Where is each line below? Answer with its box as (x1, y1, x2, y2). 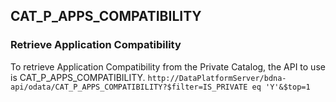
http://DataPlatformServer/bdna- (147, 73, 287, 83)
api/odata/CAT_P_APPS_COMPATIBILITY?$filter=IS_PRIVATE (10, 82, 248, 92)
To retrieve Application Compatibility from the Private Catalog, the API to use (10, 60, 326, 73)
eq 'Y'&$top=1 (251, 82, 311, 92)
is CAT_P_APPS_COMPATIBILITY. (10, 71, 146, 83)
